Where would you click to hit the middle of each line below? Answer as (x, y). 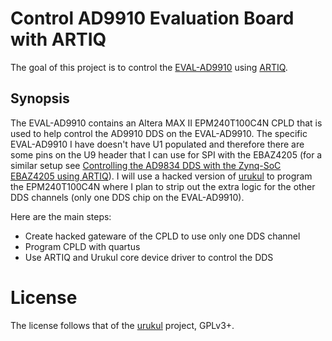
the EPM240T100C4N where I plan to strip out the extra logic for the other (163, 186)
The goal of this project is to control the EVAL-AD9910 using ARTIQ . (149, 67)
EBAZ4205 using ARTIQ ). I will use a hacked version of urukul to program (161, 176)
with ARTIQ (58, 39)
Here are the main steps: (61, 216)
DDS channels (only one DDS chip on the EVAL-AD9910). (127, 197)
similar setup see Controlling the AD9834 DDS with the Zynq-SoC (146, 165)
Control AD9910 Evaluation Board (152, 18)
